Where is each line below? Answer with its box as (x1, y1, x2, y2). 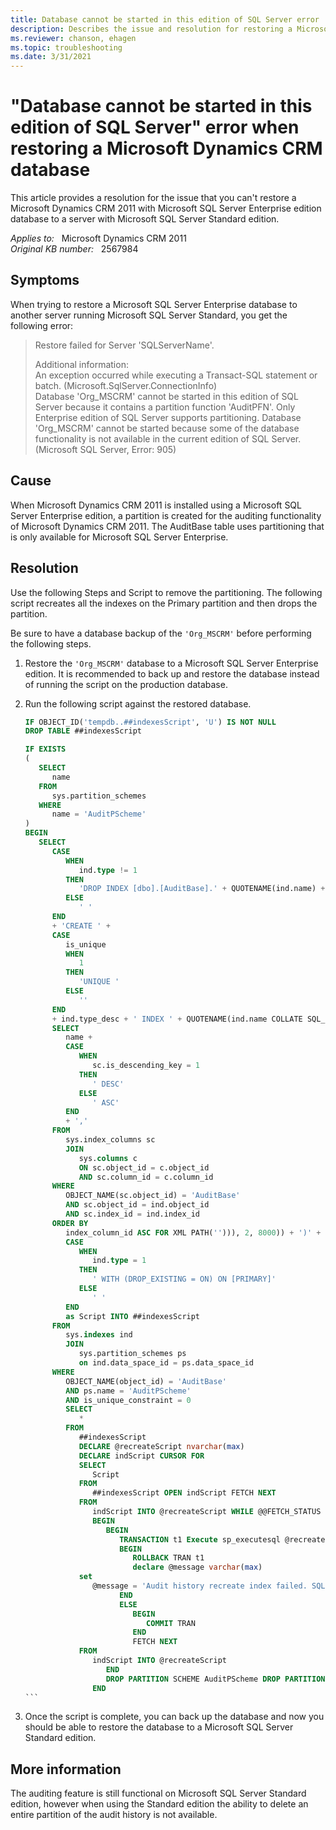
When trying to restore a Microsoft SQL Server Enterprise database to (10, 298, 298, 310)
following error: (10, 319, 74, 331)
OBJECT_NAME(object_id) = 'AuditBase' (65, 1376, 227, 1386)
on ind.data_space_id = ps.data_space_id (78, 1358, 254, 1368)
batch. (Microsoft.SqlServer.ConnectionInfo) (34, 379, 217, 391)
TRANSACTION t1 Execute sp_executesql (119, 1534, 281, 1545)
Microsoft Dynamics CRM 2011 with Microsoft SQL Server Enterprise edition (10, 202, 322, 215)
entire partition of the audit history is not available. (10, 1809, 218, 1821)
